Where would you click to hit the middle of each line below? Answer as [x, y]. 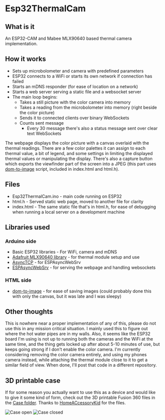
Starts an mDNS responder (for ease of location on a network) [75, 86]
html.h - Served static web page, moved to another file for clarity [78, 201]
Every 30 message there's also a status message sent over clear [92, 128]
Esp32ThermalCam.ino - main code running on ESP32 [67, 196]
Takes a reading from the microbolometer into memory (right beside [88, 107]
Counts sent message [41, 123]
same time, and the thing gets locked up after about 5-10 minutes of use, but [82, 344]
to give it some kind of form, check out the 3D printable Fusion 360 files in [80, 397]
